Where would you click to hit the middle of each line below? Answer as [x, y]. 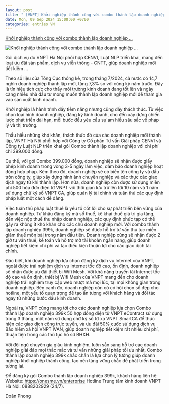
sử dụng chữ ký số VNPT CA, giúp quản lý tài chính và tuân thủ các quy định [84, 193]
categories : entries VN [30, 24]
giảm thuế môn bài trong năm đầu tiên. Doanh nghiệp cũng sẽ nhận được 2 [83, 235]
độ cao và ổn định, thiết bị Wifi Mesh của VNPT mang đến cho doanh [77, 277]
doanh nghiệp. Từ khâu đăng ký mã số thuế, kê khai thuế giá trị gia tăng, [80, 214]
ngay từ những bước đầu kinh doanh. [44, 298]
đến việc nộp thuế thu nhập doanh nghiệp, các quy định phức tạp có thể [80, 219]
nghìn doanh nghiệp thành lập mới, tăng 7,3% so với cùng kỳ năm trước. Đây [84, 84]
